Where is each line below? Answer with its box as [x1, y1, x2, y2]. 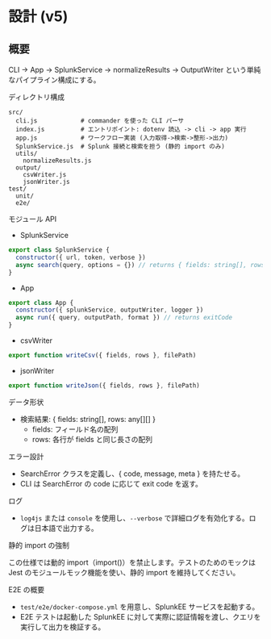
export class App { [8, 299, 74, 307]
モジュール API [8, 215, 57, 223]
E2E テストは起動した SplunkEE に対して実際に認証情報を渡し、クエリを [19, 612, 261, 621]
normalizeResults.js [23, 157, 92, 165]
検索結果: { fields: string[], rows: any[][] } [19, 414, 156, 424]
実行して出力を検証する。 [19, 622, 106, 632]
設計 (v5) [8, 7, 69, 26]
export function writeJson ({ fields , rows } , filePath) [8, 381, 200, 390]
